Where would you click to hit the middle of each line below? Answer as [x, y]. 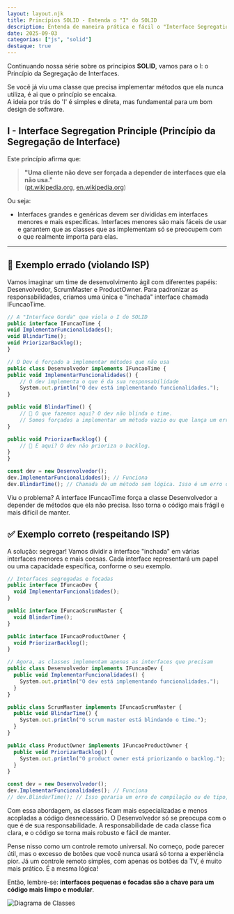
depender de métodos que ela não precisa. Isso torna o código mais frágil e [116, 505]
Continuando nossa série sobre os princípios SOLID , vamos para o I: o [108, 66]
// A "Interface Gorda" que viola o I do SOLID [78, 317]
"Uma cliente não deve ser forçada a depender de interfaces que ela [125, 172]
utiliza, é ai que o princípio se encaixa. [62, 94]
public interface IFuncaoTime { [54, 323]
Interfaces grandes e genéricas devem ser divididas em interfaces [112, 214]
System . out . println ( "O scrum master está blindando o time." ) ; [114, 720]
